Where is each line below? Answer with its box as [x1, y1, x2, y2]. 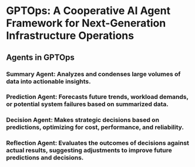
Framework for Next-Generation [6, 16, 166, 30]
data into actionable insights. [6, 77, 91, 86]
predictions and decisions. [6, 154, 84, 162]
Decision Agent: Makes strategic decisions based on [6, 116, 160, 124]
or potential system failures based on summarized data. [6, 100, 169, 108]
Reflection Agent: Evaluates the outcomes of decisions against [6, 139, 190, 147]
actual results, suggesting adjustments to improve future [6, 146, 172, 155]
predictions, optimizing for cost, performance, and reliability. [6, 123, 184, 131]
